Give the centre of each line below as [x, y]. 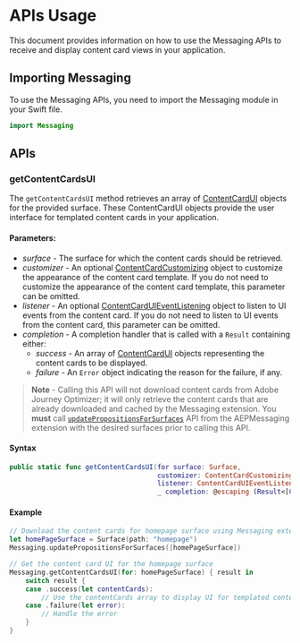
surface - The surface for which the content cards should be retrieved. [152, 258]
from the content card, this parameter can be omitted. [121, 324]
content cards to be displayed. [92, 363]
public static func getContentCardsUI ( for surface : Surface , [125, 467]
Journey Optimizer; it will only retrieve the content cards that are [150, 399]
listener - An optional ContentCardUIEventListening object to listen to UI [154, 305]
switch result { [56, 580]
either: [34, 343]
